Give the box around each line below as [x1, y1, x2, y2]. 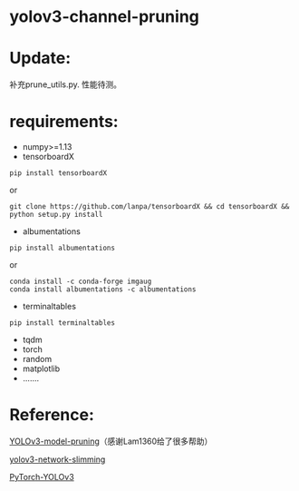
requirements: [9, 112, 120, 133]
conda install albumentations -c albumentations [9, 285, 197, 294]
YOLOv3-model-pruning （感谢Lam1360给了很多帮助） [9, 436, 213, 447]
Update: [9, 48, 72, 69]
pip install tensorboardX [9, 169, 107, 178]
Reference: [9, 405, 95, 426]
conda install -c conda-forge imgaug [9, 277, 152, 287]
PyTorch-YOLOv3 [9, 472, 74, 482]
